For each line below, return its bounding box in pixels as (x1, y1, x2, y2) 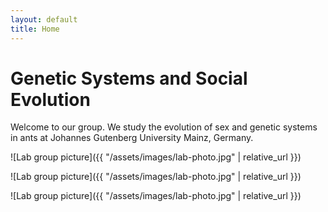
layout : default (10, 14, 78, 25)
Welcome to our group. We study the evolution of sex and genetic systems (10, 121, 318, 133)
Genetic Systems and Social (10, 67, 248, 90)
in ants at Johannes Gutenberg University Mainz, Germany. (10, 132, 254, 144)
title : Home (10, 24, 60, 34)
